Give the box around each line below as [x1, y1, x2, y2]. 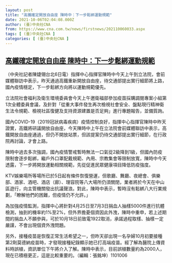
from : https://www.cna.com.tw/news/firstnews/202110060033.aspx [5, 27, 145, 32]
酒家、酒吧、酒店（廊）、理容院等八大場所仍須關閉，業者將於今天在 [14, 179, 156, 185]
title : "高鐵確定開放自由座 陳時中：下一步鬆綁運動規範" [5, 12, 113, 17]
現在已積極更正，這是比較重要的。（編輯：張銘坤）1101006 [5, 252, 128, 258]
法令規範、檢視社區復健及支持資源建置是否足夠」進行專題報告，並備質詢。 [9, 107, 167, 114]
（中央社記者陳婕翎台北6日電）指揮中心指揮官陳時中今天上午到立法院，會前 [5, 71, 165, 77]
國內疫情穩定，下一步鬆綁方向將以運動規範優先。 [5, 84, 109, 90]
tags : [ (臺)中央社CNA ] [5, 31, 55, 36]
